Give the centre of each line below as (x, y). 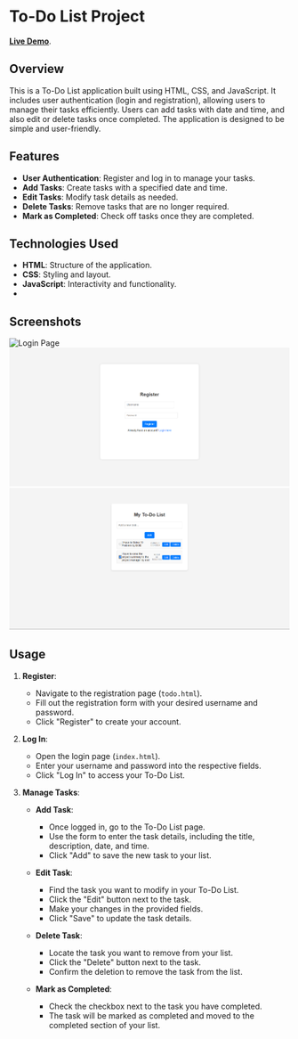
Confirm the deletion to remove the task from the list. (145, 971)
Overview (37, 69)
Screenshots (45, 321)
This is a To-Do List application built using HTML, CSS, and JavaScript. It (143, 90)
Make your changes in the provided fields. (126, 908)
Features (34, 156)
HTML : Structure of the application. (87, 266)
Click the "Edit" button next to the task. (120, 899)
